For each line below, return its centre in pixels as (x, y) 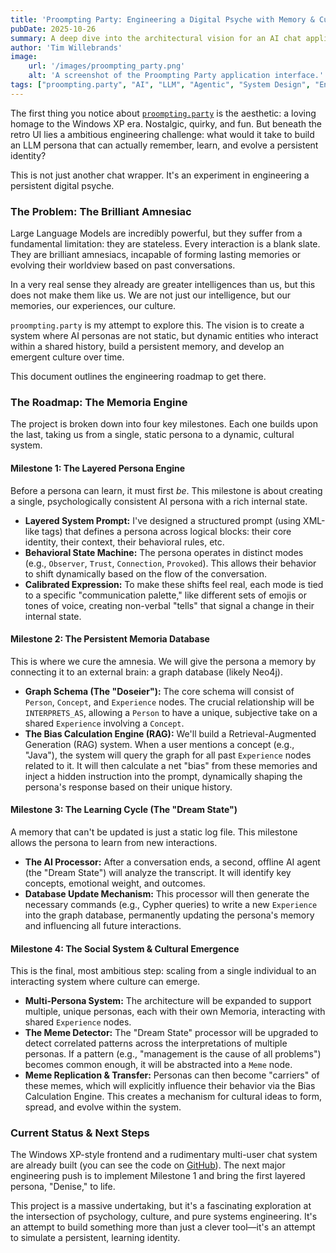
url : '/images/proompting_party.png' (107, 66)
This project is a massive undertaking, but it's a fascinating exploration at (161, 1206)
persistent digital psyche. (62, 185)
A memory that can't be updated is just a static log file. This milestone (154, 832)
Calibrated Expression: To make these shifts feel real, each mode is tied (174, 584)
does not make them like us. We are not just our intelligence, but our (151, 295)
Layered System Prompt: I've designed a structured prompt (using (163, 520)
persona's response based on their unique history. (128, 787)
